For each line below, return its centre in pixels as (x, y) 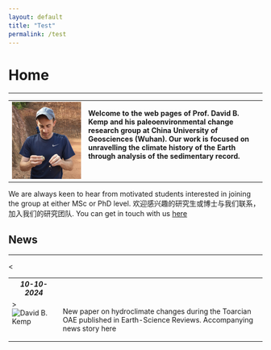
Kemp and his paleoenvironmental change (161, 122)
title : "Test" (32, 25)
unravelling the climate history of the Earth (162, 148)
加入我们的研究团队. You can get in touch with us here (98, 214)
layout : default (35, 17)
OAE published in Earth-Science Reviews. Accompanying (158, 319)
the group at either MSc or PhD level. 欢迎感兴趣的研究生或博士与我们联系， (134, 204)
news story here (90, 328)
